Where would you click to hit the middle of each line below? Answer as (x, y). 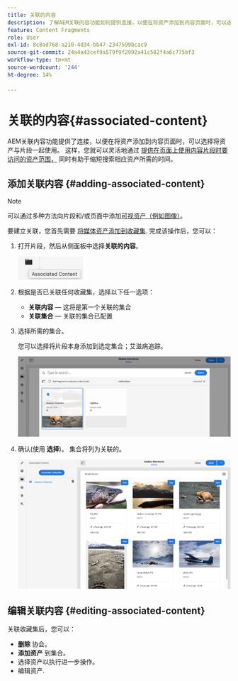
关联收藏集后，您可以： (41, 629)
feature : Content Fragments (49, 30)
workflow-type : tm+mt (39, 60)
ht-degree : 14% (30, 74)
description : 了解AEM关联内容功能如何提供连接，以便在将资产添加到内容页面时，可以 (117, 22)
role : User (23, 38)
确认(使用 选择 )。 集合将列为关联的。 (71, 449)
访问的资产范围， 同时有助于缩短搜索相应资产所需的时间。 (92, 159)
